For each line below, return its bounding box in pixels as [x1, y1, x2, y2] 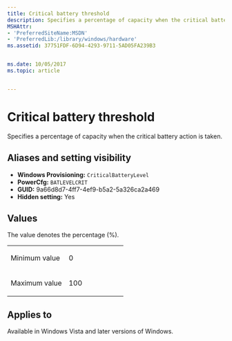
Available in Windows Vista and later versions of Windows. [7, 327, 174, 335]
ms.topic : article [7, 67, 60, 74]
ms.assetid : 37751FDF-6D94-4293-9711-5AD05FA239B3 [7, 42, 156, 49]
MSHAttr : [7, 23, 32, 30]
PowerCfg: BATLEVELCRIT [17, 178, 88, 186]
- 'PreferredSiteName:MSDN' [7, 29, 88, 37]
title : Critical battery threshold [7, 10, 110, 17]
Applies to [7, 308, 52, 320]
